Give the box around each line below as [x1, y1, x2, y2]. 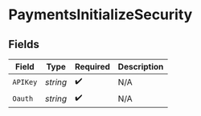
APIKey [12, 78, 38, 86]
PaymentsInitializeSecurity [8, 6, 193, 24]
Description [117, 62, 164, 72]
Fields [8, 38, 40, 51]
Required [75, 62, 111, 72]
